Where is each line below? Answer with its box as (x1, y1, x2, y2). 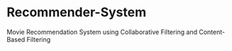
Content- (199, 28, 225, 36)
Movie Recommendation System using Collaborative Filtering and (6, 28, 198, 36)
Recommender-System (6, 4, 147, 21)
